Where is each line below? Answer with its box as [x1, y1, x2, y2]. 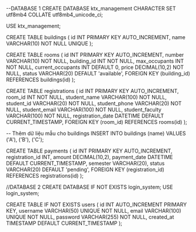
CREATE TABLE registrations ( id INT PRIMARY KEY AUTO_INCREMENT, [6, 88, 179, 94]
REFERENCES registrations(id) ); [6, 172, 84, 179]
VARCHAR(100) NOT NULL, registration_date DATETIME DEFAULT [6, 112, 164, 119]
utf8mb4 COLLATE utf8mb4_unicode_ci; [6, 11, 104, 18]
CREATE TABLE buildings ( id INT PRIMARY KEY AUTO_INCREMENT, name [6, 34, 185, 40]
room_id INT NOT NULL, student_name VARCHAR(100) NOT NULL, [6, 94, 167, 101]
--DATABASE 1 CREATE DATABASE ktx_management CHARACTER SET [6, 5, 177, 12]
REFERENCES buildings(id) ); [6, 76, 75, 83]
